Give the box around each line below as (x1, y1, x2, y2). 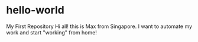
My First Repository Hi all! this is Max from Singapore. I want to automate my (6, 23, 193, 30)
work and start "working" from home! (6, 29, 98, 36)
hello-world (6, 3, 65, 17)
